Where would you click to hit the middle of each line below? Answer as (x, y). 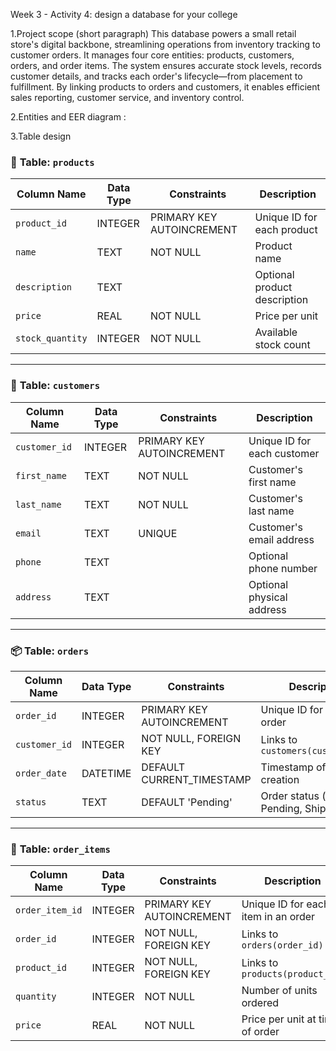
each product (286, 230)
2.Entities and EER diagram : (68, 117)
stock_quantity (51, 338)
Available (276, 332)
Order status (290, 796)
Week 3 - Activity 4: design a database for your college (124, 14)
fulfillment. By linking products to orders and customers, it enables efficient (165, 87)
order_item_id (49, 910)
